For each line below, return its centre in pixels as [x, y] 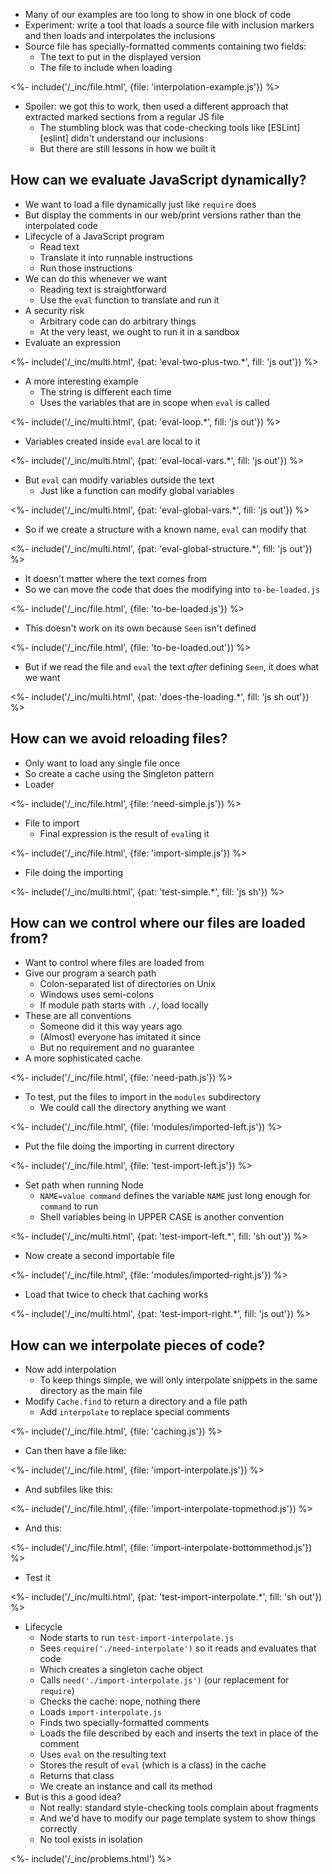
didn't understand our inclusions [137, 138]
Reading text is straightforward [103, 289]
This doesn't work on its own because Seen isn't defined [140, 628]
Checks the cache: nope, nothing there [120, 1701]
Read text [59, 246]
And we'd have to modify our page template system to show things [178, 1818]
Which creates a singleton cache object [121, 1670]
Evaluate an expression [73, 342]
